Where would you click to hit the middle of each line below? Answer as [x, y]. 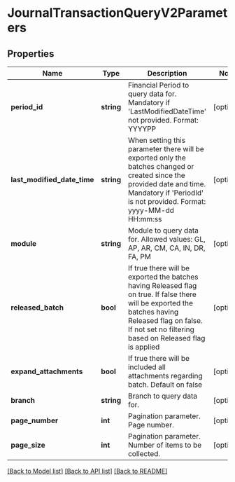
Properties [31, 54]
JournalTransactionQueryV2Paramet [117, 13]
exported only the [157, 158]
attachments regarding [165, 376]
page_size [28, 445]
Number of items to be [165, 445]
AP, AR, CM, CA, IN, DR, [167, 248]
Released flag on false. [165, 321]
